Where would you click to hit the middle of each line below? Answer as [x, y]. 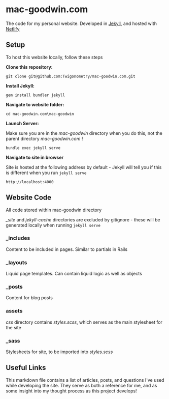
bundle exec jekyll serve [33, 148]
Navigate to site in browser [35, 157]
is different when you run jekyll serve [46, 173]
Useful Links [26, 368]
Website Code [29, 198]
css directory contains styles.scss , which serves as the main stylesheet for [84, 322]
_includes [18, 238]
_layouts [16, 262]
